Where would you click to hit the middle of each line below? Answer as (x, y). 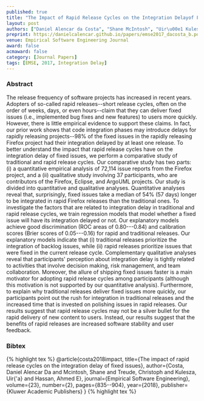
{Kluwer (16, 392)
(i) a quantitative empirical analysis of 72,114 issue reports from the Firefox (99, 169)
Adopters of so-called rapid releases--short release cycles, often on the (96, 103)
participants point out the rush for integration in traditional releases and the (100, 298)
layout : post (23, 23)
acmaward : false (27, 52)
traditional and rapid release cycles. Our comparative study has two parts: (99, 162)
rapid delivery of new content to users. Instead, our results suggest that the (101, 317)
